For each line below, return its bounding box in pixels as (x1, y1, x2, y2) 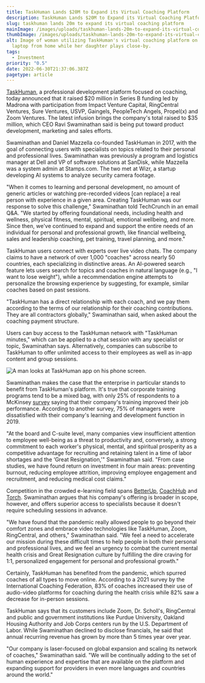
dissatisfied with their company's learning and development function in (6, 412, 185, 419)
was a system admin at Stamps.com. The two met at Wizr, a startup (6, 165, 176, 172)
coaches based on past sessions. (6, 286, 90, 294)
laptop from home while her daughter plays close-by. (12, 43, 151, 50)
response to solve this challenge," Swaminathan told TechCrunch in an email (6, 203, 199, 210)
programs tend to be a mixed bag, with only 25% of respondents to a (6, 392, 180, 399)
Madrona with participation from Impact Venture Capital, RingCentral (6, 102, 179, 109)
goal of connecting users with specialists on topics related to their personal (6, 146, 196, 153)
